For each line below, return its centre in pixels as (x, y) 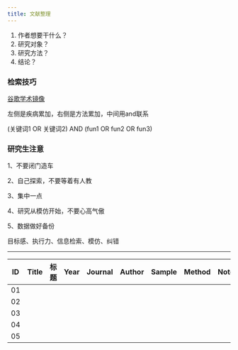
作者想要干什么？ (42, 35)
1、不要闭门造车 (30, 166)
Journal (100, 272)
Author (132, 272)
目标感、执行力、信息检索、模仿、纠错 (63, 241)
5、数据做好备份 (31, 226)
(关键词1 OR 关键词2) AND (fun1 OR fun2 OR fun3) (80, 128)
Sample (164, 272)
